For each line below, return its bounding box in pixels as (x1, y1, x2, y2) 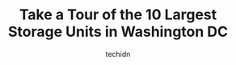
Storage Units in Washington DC (7, 22, 229, 41)
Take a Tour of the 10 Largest (19, 6, 217, 24)
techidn (105, 49, 131, 59)
